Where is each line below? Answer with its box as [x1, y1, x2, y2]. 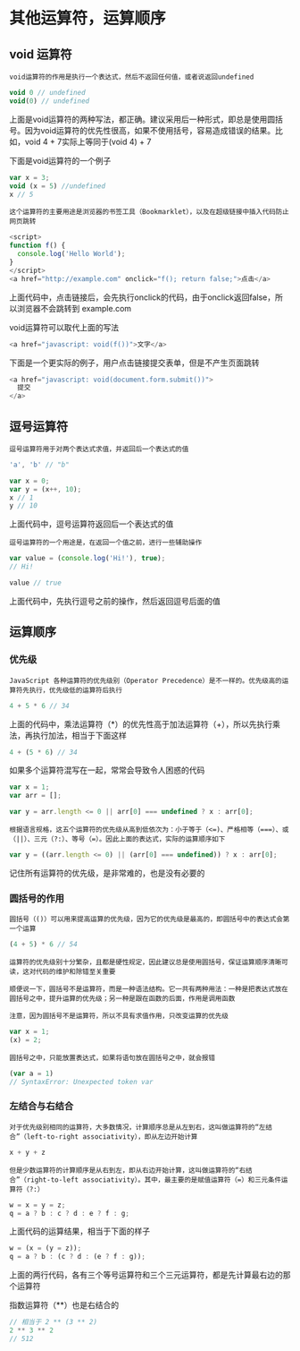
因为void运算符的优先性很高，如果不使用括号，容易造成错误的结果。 [24, 124, 275, 135]
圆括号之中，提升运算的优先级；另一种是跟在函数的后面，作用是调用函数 [9, 995, 236, 1004]
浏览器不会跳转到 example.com [16, 303, 132, 313]
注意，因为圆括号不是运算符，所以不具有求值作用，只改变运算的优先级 [9, 1012, 229, 1021]
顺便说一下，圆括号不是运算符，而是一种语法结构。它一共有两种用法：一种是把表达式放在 [9, 985, 288, 994]
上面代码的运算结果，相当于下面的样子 [9, 1226, 150, 1236]
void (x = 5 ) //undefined [9, 181, 105, 191]
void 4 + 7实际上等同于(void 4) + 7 [24, 136, 152, 147]
